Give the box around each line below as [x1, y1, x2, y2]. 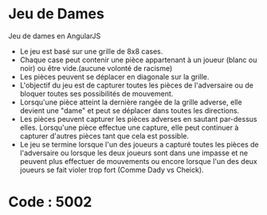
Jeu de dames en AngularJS [8, 31, 101, 41]
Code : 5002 [8, 193, 92, 211]
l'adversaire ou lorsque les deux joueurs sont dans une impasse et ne [19, 148, 249, 158]
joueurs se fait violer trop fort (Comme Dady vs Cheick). [19, 165, 205, 174]
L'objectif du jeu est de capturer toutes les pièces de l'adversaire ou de [19, 80, 253, 90]
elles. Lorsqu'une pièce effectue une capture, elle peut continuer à [19, 123, 239, 132]
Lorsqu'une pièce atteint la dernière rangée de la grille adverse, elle [19, 97, 242, 107]
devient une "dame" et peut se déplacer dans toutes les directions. [19, 105, 240, 115]
